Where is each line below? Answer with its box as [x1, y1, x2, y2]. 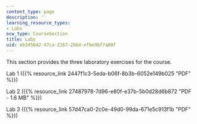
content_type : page [6, 8, 55, 15]
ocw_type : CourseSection [6, 31, 68, 37]
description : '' [6, 14, 47, 20]
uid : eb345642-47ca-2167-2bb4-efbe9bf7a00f [6, 42, 116, 48]
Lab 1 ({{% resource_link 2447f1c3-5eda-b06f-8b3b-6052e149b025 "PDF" [6, 70, 191, 77]
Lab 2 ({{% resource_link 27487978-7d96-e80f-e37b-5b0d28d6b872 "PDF [6, 88, 192, 95]
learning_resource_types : [6, 20, 70, 26]
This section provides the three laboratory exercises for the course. [6, 58, 172, 66]
